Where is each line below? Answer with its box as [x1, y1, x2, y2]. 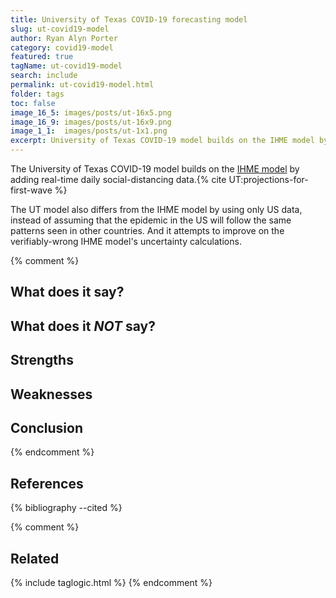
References [10, 475, 84, 492]
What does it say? [10, 284, 125, 301]
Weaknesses [10, 386, 93, 403]
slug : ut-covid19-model [10, 24, 110, 34]
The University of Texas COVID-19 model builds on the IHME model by [10, 163, 300, 175]
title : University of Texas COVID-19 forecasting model [10, 14, 248, 25]
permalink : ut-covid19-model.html [10, 80, 155, 90]
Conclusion [10, 419, 84, 436]
